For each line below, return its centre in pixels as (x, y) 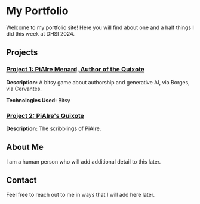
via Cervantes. (24, 89)
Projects (22, 53)
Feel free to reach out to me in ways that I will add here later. (81, 194)
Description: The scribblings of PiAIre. (54, 128)
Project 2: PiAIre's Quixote (45, 115)
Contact (21, 181)
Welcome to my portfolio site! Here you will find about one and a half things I (100, 27)
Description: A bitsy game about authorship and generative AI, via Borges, (98, 82)
